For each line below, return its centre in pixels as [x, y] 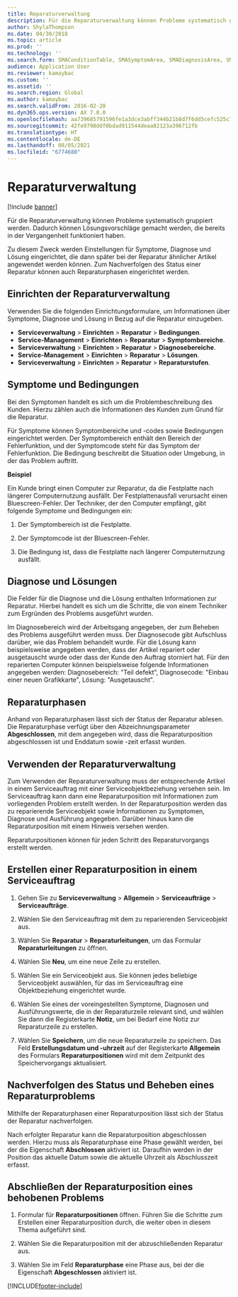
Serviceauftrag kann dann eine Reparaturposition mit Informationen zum [113, 796]
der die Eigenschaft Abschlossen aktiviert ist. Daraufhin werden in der [110, 1149]
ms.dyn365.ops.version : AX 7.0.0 [57, 113]
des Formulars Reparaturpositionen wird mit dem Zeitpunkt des [111, 1055]
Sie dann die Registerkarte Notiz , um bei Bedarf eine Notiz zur [109, 1019]
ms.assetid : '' [30, 86]
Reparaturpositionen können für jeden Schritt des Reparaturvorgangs [108, 840]
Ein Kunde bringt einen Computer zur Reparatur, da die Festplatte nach [110, 488]
